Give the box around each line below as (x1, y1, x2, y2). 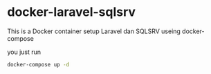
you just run (7, 48, 42, 56)
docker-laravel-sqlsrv (7, 4, 136, 20)
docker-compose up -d (7, 61, 70, 68)
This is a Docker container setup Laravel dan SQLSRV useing (7, 27, 181, 35)
